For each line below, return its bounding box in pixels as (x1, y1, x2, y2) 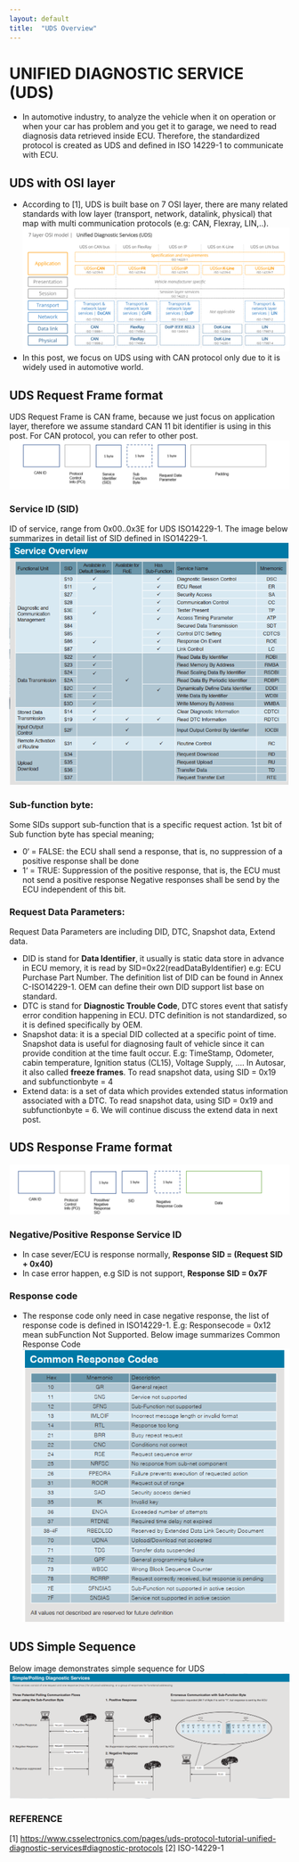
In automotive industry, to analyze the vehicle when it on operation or (21, 111, 276, 122)
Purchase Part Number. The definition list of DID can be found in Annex (21, 972, 284, 983)
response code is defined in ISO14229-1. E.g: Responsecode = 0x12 (21, 1320, 271, 1331)
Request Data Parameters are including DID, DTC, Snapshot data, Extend (9, 926, 276, 936)
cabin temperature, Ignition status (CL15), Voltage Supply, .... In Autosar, (21, 1057, 287, 1067)
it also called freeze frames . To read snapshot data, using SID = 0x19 (21, 1067, 277, 1077)
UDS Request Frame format (9, 388, 164, 403)
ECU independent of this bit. (21, 884, 126, 894)
